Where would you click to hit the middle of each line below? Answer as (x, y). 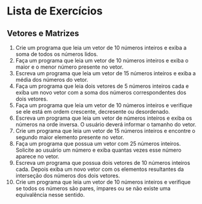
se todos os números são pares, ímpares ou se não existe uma (93, 188)
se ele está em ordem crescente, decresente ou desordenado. (93, 112)
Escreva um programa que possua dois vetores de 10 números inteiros (103, 163)
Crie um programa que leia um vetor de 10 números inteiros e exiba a (101, 48)
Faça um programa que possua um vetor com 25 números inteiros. (98, 144)
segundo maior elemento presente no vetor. (70, 137)
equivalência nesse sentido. (50, 195)
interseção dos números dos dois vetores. (68, 175)
